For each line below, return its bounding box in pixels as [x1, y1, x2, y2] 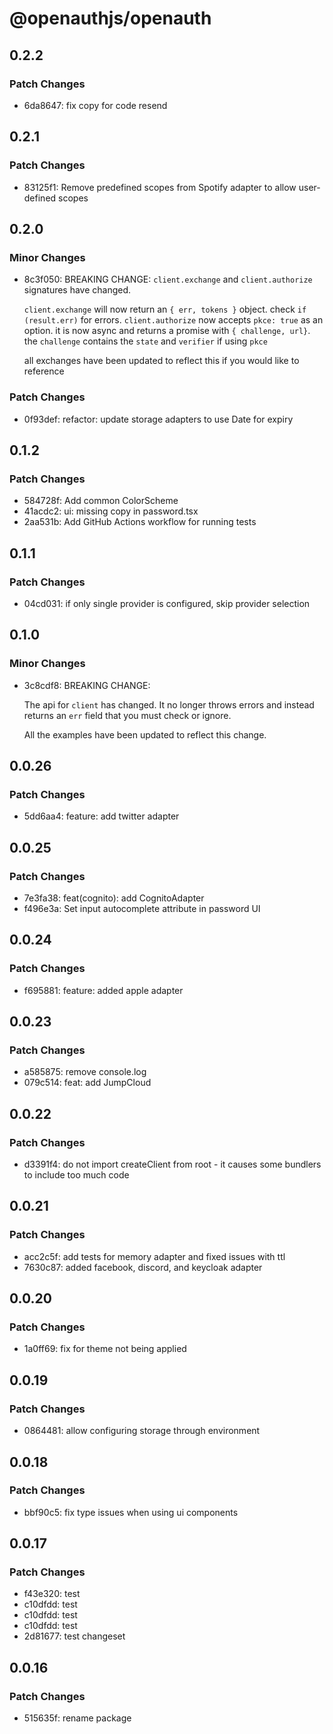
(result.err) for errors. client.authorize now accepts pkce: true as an [23, 314, 324, 326]
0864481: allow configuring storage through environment [23, 1425, 261, 1437]
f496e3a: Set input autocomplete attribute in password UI [23, 902, 261, 914]
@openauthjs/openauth [9, 7, 212, 30]
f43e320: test [23, 1588, 81, 1600]
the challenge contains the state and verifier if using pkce [23, 335, 268, 347]
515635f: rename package [23, 1712, 132, 1724]
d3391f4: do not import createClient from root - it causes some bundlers [23, 1158, 322, 1171]
